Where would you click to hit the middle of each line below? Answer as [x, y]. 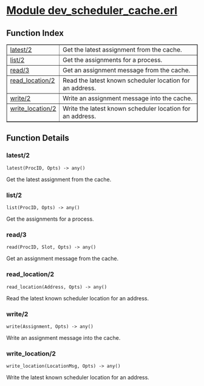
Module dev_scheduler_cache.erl [92, 11]
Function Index [35, 33]
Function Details [38, 138]
